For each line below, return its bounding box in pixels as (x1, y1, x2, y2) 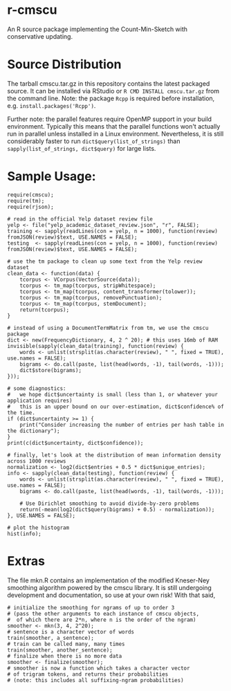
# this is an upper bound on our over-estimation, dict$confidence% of (7, 403, 225, 410)
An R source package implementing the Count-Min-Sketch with (7, 25, 188, 33)
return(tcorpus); (19, 306, 70, 313)
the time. (7, 409, 36, 416)
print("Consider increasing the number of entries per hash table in (19, 421, 225, 428)
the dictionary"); (7, 427, 60, 434)
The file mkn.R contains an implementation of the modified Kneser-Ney (7, 576, 210, 584)
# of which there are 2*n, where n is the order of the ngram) (7, 616, 196, 623)
